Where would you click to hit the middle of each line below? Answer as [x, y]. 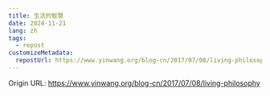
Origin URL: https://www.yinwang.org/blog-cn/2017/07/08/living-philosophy [135, 83]
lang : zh [23, 30]
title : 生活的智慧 [36, 16]
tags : [17, 38]
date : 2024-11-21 [37, 23]
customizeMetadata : [41, 53]
